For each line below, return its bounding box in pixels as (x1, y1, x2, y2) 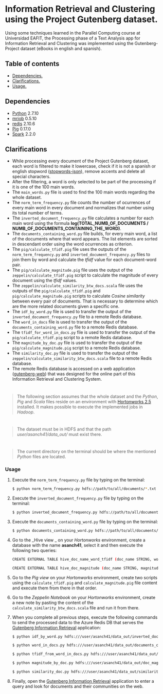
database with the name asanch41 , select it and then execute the (12, 542, 144, 548)
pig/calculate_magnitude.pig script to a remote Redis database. (12, 345, 141, 351)
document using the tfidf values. (12, 278, 77, 283)
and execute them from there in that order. (12, 585, 97, 591)
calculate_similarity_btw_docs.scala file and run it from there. (12, 605, 140, 610)
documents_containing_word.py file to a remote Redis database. (12, 324, 138, 330)
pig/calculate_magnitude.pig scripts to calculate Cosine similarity (12, 293, 145, 299)
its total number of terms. (12, 210, 63, 216)
